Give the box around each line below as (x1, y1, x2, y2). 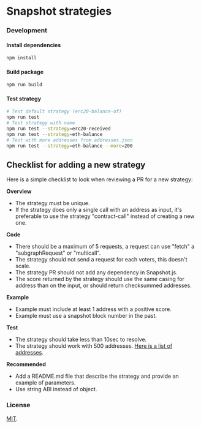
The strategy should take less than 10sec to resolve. (15, 336, 147, 344)
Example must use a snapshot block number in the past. (15, 312, 157, 320)
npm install (6, 55, 37, 61)
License (6, 401, 31, 410)
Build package (6, 68, 44, 75)
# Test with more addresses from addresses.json (6, 137, 133, 143)
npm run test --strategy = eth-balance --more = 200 (6, 143, 133, 149)
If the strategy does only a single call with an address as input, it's (15, 206, 183, 214)
